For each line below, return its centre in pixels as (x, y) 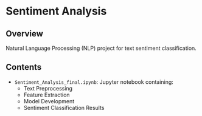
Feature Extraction (47, 95)
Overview (25, 34)
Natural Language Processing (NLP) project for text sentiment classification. (101, 48)
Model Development (49, 101)
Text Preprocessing (48, 88)
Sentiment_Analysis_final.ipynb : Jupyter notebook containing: (94, 82)
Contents (24, 67)
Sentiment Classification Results (64, 107)
